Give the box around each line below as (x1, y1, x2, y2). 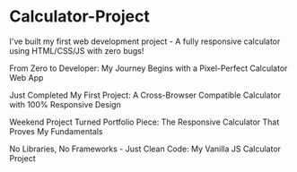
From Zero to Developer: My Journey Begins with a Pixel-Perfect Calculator (9, 63, 288, 73)
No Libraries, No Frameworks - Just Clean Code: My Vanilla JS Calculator (9, 143, 281, 154)
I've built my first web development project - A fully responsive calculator (9, 36, 281, 47)
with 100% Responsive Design (9, 99, 121, 109)
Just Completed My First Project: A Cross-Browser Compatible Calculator (9, 90, 281, 100)
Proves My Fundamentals (9, 125, 103, 136)
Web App (9, 72, 44, 82)
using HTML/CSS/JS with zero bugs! (9, 45, 144, 56)
